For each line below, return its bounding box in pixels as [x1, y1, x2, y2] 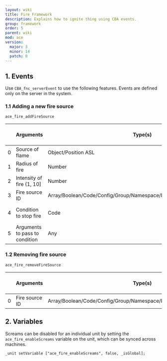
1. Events [5, 72, 34, 80]
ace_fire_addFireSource [5, 114, 55, 120]
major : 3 [9, 44, 28, 49]
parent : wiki [5, 30, 32, 35]
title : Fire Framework [5, 12, 52, 17]
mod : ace [5, 35, 23, 40]
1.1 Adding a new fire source [5, 103, 74, 110]
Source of [15, 146, 39, 153]
